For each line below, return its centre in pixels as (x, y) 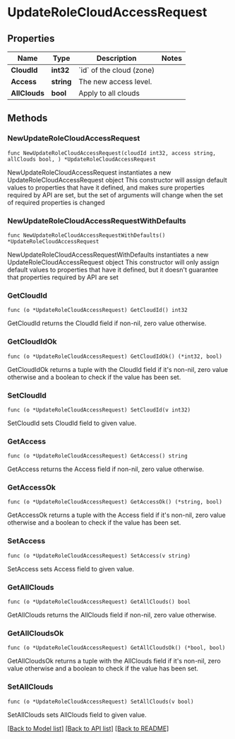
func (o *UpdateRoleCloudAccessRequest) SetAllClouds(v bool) (101, 702)
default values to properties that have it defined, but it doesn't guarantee (113, 269)
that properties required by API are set (63, 277)
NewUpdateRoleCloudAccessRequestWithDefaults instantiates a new (108, 255)
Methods (28, 118)
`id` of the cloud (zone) (117, 70)
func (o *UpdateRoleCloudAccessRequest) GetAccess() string (98, 456)
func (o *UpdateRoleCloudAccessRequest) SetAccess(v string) (99, 556)
